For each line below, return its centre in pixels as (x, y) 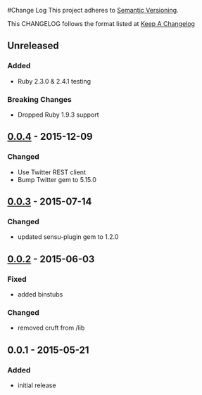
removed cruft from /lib (51, 328)
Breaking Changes (40, 99)
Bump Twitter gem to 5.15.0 (57, 179)
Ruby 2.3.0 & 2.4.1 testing (54, 81)
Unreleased (33, 46)
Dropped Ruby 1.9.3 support (58, 115)
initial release (37, 385)
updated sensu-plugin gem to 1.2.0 (68, 237)
